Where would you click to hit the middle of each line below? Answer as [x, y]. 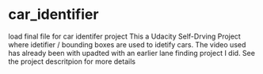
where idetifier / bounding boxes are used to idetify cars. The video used [127, 44]
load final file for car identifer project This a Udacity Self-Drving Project [125, 36]
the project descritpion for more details [72, 61]
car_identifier [53, 15]
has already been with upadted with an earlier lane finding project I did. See [132, 53]
